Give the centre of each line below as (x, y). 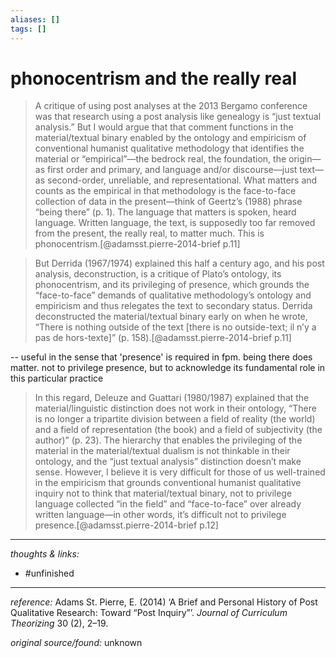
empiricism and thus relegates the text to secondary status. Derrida (173, 306)
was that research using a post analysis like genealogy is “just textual (178, 117)
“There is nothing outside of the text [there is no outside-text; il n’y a (175, 327)
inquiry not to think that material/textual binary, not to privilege (163, 493)
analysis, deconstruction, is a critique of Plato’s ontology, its (158, 274)
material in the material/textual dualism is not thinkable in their (162, 451)
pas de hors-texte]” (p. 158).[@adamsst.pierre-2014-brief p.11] (163, 338)
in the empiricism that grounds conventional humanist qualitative (168, 483)
